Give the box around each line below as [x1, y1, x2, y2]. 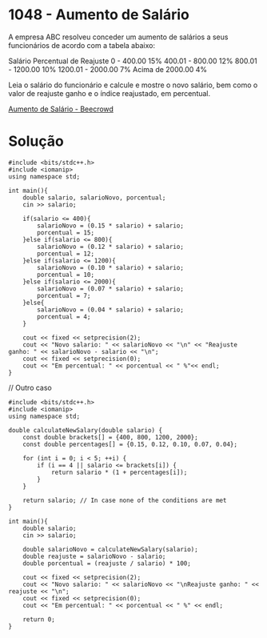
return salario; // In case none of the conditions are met [22, 496, 227, 504]
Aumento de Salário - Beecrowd [8, 104, 114, 114]
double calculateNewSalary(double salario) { [8, 426, 162, 434]
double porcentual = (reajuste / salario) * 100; [22, 559, 192, 568]
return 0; [22, 615, 56, 624]
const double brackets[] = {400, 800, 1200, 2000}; [22, 433, 198, 441]
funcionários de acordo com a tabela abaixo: [8, 40, 156, 50]
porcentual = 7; [37, 291, 91, 299]
